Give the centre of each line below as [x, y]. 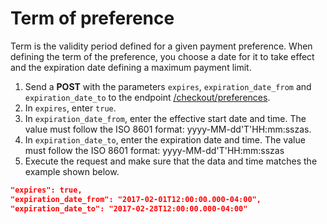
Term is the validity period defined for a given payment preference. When [161, 46]
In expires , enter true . [70, 108]
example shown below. [72, 171]
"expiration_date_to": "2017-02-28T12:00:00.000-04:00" [129, 208]
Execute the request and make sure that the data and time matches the [171, 161]
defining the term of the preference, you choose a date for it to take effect [162, 56]
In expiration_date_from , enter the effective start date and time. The [165, 118]
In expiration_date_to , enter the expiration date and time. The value [165, 139]
